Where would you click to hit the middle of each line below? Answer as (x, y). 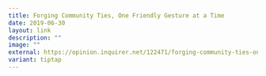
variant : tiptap (35, 60)
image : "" (25, 45)
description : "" (35, 38)
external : (25, 52)
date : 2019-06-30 (37, 23)
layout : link (30, 30)
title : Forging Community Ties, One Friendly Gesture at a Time (116, 15)
